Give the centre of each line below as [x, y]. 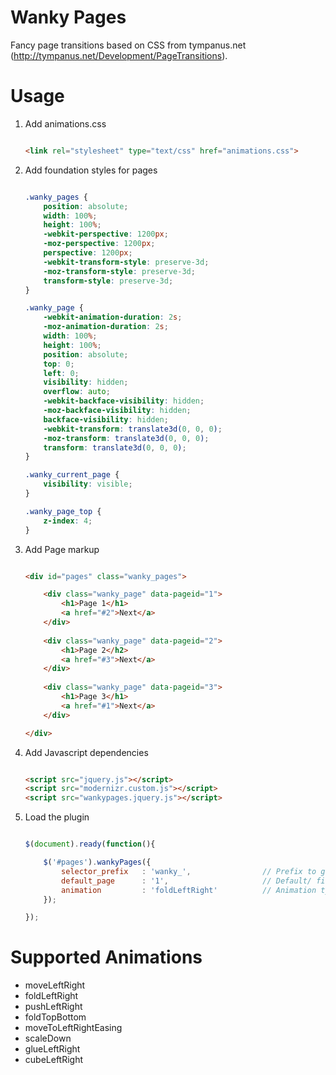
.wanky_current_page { [72, 475]
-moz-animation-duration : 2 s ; [106, 327]
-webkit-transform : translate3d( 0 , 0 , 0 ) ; [133, 429]
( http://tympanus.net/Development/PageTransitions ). [119, 55]
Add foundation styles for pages [91, 170]
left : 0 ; [61, 373]
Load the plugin [57, 817]
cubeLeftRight [54, 1060]
